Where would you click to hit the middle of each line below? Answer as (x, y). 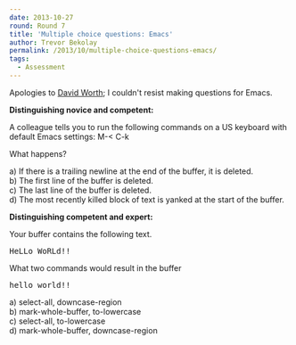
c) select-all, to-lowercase (58, 321)
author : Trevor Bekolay (53, 42)
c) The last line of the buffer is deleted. (80, 190)
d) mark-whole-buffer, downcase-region (83, 330)
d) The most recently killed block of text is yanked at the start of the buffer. (147, 199)
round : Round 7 (37, 26)
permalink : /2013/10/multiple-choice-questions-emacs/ (113, 51)
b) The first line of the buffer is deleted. (82, 180)
